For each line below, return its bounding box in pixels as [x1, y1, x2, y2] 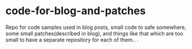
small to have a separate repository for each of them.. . [5, 36, 139, 43]
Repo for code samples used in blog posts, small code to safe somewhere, [5, 24, 187, 31]
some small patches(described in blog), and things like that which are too [5, 30, 184, 37]
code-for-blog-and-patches [5, 4, 146, 18]
